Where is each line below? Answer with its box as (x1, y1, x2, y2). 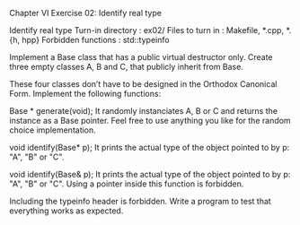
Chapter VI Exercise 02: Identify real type (9, 8, 162, 18)
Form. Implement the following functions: (9, 89, 162, 99)
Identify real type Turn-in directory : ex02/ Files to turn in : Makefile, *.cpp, (9, 25, 285, 35)
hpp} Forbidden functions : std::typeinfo (22, 35, 170, 45)
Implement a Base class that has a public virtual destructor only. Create (9, 52, 273, 62)
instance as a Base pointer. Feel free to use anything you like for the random (9, 116, 291, 125)
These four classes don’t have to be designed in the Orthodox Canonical (9, 79, 278, 89)
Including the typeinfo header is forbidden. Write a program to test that (9, 196, 271, 206)
